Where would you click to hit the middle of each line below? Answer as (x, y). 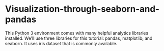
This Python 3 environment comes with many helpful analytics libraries (77, 33)
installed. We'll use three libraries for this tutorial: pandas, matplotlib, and (79, 38)
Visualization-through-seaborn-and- (82, 9)
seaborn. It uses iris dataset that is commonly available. (61, 43)
